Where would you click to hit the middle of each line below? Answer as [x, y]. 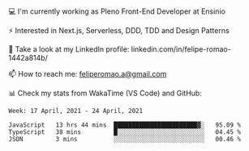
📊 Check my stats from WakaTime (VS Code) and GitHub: [105, 93]
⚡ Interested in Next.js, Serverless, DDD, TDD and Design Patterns [119, 30]
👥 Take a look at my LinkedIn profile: [69, 49]
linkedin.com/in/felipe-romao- [181, 49]
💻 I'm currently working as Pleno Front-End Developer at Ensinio [117, 11]
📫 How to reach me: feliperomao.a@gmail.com [88, 74]
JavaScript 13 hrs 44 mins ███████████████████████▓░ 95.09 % [125, 125]
